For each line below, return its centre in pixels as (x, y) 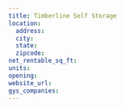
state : (27, 46)
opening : (23, 76)
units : (19, 68)
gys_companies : (34, 91)
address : (30, 31)
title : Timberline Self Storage (62, 16)
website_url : (30, 83)
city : (25, 38)
